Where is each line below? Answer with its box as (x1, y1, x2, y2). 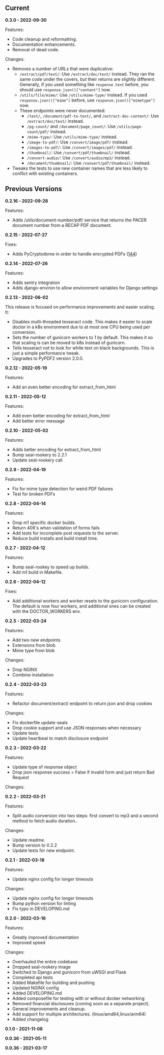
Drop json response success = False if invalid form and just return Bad (12, 769, 155, 775)
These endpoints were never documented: (19, 107, 106, 113)
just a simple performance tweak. (12, 350, 80, 356)
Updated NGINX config (12, 985, 59, 990)
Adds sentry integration (12, 280, 60, 285)
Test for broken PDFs (12, 491, 55, 497)
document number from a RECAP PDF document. (12, 222, 112, 228)
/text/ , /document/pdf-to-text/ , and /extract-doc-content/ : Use (27, 113, 159, 119)
